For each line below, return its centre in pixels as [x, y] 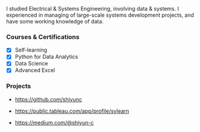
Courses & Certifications [43, 37]
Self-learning [31, 50]
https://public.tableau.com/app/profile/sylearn [72, 111]
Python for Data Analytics [46, 57]
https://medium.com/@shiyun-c [54, 122]
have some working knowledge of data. [55, 21]
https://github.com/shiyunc [49, 99]
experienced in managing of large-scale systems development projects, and [100, 15]
